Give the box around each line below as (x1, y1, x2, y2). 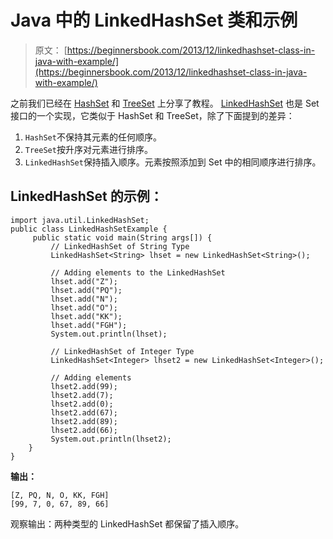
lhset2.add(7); (50, 390, 114, 400)
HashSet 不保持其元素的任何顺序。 (24, 131, 162, 143)
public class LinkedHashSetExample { (10, 224, 168, 234)
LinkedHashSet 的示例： (10, 188, 163, 205)
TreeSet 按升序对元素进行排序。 (24, 143, 153, 155)
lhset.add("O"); (50, 302, 118, 313)
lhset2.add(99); (50, 381, 118, 391)
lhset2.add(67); (50, 407, 118, 418)
